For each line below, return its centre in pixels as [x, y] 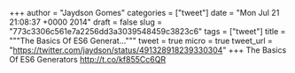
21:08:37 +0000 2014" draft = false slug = [86, 22]
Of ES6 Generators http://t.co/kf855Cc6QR [88, 59]
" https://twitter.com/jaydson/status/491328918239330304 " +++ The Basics [148, 50]
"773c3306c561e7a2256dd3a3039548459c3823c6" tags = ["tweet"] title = [147, 31]
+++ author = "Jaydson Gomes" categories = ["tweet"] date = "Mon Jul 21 [144, 13]
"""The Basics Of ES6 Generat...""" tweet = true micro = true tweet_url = [141, 40]
